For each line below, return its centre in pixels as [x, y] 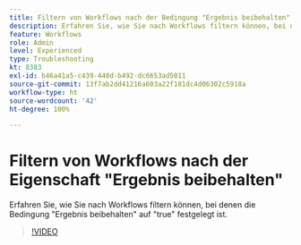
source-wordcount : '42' [54, 101]
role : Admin [31, 42]
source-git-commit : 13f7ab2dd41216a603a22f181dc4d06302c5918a [128, 84]
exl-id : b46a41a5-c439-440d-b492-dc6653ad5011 [98, 76]
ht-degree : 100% [39, 109]
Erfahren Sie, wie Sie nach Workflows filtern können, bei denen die [133, 205]
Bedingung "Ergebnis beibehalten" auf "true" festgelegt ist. [119, 215]
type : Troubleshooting [52, 59]
